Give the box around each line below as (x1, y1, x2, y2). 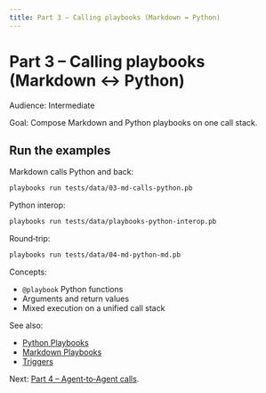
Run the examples (9, 143, 111, 158)
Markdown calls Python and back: (9, 167, 134, 177)
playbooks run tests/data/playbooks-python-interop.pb (9, 217, 217, 226)
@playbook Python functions (21, 284, 124, 294)
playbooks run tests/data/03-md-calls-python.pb (9, 184, 193, 192)
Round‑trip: (9, 233, 51, 244)
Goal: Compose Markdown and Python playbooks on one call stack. (9, 117, 258, 127)
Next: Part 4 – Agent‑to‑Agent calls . (9, 373, 140, 384)
